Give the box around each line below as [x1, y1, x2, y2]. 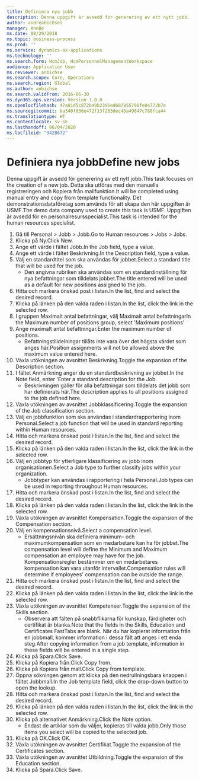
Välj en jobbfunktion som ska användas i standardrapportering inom [15, 413, 181, 420]
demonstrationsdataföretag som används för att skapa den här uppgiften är [7, 200, 191, 207]
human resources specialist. [7, 219, 76, 226]
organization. [15, 470, 48, 477]
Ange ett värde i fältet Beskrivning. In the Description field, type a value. [15, 250, 190, 257]
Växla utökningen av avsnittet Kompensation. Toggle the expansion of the [15, 514, 194, 521]
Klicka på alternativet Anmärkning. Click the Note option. [15, 716, 152, 723]
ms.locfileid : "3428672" [7, 130, 68, 136]
